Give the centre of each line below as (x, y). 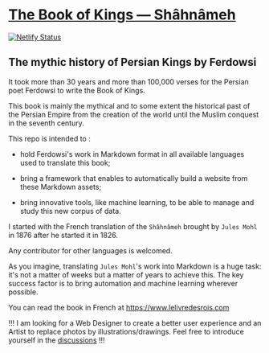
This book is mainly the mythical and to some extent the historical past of (129, 105)
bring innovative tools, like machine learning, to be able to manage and (137, 202)
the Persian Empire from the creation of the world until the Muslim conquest (134, 114)
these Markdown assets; (61, 187)
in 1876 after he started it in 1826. (63, 235)
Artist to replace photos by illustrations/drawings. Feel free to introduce (126, 331)
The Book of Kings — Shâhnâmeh (122, 15)
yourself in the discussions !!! (57, 340)
